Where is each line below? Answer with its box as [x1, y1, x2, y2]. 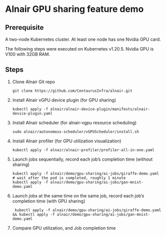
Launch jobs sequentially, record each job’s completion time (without [12, 156, 153, 162]
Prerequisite [5, 23, 44, 32]
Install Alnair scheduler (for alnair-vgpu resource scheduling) [12, 119, 137, 125]
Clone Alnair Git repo [12, 78, 55, 85]
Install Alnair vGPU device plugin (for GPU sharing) [12, 97, 116, 103]
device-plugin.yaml [12, 111, 53, 116]
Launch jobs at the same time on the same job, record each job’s [12, 192, 145, 199]
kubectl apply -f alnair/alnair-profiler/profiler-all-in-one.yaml [12, 147, 155, 152]
